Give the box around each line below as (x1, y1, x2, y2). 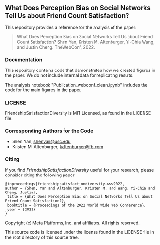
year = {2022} (7, 207, 36, 212)
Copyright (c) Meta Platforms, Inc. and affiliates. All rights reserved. (5, 220, 140, 226)
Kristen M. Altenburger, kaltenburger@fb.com (12, 143, 103, 150)
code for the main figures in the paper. (5, 87, 82, 93)
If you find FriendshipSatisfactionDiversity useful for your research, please (5, 167, 154, 173)
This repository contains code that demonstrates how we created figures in (5, 68, 156, 73)
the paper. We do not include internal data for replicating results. (5, 72, 134, 78)
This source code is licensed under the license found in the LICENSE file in (5, 229, 154, 235)
